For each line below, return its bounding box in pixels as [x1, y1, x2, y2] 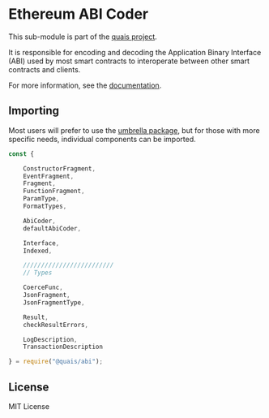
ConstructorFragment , [23, 164, 96, 173]
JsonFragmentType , [23, 298, 85, 307]
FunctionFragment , [23, 187, 85, 196]
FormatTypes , [23, 202, 67, 210]
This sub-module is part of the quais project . [8, 32, 158, 41]
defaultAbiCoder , [23, 224, 82, 232]
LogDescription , [23, 335, 79, 343]
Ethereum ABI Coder [8, 5, 148, 24]
